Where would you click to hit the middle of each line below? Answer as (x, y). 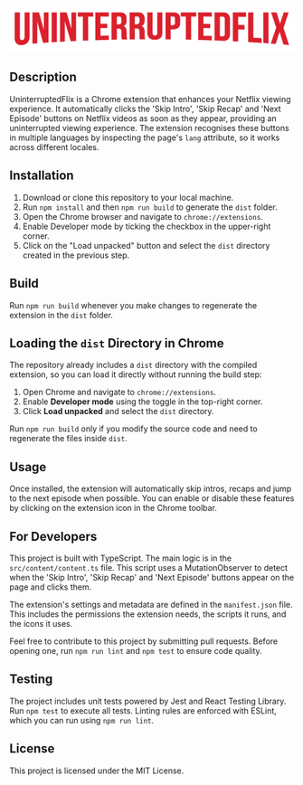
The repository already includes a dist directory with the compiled (133, 365)
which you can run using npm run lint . (82, 720)
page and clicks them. (51, 587)
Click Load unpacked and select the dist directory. (118, 411)
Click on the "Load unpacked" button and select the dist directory (146, 245)
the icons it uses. (41, 623)
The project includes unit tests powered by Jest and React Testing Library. (148, 701)
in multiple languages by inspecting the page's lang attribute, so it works (145, 137)
